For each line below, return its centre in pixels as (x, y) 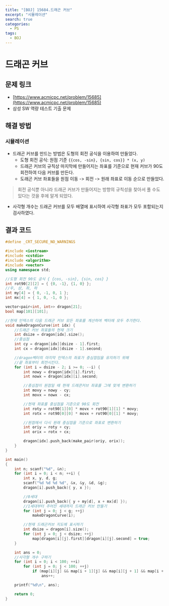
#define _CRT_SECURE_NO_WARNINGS (40, 242)
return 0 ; (25, 594)
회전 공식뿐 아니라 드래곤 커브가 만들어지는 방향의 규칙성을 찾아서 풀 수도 (89, 189)
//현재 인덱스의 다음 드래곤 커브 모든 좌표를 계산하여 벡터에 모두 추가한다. (74, 321)
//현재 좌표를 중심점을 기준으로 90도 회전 (61, 404)
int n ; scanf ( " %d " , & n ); (40, 469)
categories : (18, 24)
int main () (17, 459)
